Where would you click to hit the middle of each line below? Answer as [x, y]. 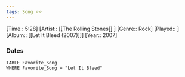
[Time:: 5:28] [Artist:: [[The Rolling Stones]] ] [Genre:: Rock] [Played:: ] [93, 29]
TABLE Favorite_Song [32, 63]
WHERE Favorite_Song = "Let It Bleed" [54, 68]
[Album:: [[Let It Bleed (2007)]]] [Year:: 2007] [62, 35]
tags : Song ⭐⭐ [24, 12]
